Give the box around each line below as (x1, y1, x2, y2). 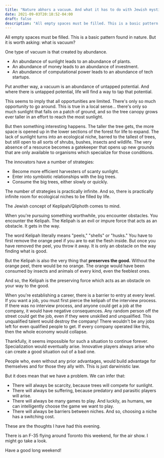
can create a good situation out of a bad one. (5, 349, 96, 355)
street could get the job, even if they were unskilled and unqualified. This (5, 313, 151, 319)
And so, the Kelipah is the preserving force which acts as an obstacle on (5, 278, 150, 283)
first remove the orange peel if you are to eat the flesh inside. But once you (5, 238, 156, 244)
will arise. (12, 393, 32, 399)
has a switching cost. (12, 414, 55, 420)
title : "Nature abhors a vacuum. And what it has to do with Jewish (5, 7, 147, 12)
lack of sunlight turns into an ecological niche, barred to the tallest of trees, (5, 134, 156, 140)
